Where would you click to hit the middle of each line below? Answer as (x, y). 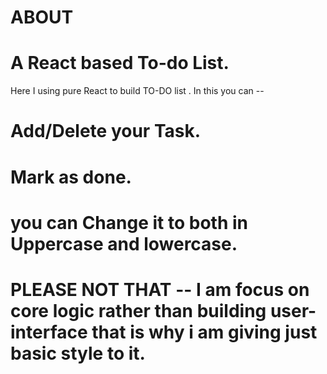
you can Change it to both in (129, 222)
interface (49, 332)
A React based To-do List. (120, 63)
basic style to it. (78, 353)
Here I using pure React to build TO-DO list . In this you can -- (137, 91)
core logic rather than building (138, 310)
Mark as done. (71, 177)
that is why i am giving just (204, 332)
